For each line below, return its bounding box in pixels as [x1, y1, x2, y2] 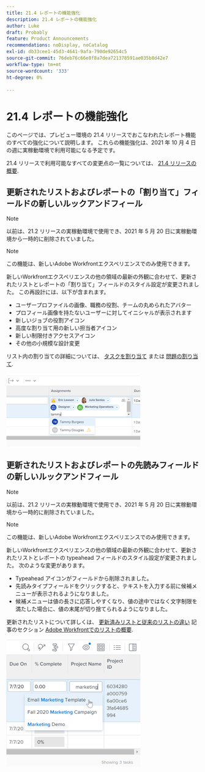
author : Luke [6, 23, 40, 29]
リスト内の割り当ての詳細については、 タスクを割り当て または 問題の [6, 352, 182, 360]
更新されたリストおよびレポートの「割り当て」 [6, 187, 184, 197]
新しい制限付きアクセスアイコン [15, 332, 96, 339]
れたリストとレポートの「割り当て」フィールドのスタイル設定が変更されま [6, 281, 194, 288]
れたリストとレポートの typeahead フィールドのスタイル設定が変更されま [6, 554, 192, 561]
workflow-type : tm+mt [6, 61, 62, 67]
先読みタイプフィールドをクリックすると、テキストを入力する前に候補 [15, 582, 192, 590]
